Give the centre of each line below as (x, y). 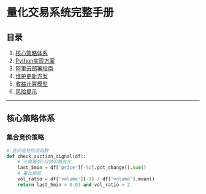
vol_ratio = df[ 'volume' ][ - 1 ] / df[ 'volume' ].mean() (86, 179)
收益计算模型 (31, 84)
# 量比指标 (29, 173)
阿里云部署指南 (34, 68)
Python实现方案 (35, 61)
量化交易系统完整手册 (60, 13)
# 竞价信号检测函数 (28, 150)
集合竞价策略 (25, 138)
